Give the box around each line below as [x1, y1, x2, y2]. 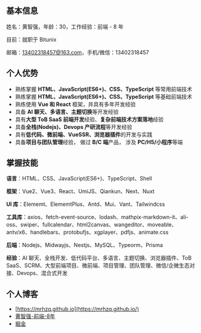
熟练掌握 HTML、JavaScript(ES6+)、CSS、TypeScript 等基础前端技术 [14, 93, 193, 100]
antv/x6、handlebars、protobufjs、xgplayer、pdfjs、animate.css [6, 229, 169, 236]
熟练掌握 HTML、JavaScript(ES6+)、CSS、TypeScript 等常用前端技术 [14, 85, 193, 93]
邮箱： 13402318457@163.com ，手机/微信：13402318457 [6, 48, 150, 56]
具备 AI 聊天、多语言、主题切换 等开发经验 [14, 108, 119, 115]
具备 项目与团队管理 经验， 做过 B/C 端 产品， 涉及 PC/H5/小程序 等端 [14, 138, 183, 145]
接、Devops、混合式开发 [6, 269, 68, 277]
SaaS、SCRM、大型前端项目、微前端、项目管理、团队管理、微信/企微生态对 [6, 262, 195, 269]
